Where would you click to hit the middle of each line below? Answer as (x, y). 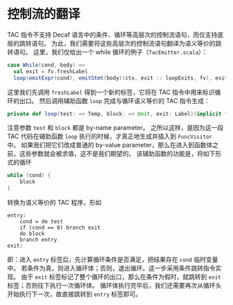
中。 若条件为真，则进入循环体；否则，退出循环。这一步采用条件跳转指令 (111, 268)
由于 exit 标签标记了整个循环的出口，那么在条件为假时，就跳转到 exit (121, 277)
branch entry (38, 240)
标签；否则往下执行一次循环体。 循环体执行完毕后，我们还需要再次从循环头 (114, 286)
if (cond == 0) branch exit (60, 228)
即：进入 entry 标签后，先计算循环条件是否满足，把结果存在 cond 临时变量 (113, 259)
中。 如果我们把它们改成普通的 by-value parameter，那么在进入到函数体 (110, 145)
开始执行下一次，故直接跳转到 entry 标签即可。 (75, 294)
